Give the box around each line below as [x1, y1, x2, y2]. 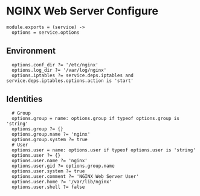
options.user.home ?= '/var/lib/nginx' [11, 179, 112, 185]
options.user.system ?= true [11, 168, 85, 174]
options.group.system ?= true [11, 136, 88, 142]
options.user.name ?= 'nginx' [11, 157, 88, 163]
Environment [6, 46, 56, 56]
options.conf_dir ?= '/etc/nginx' [11, 62, 98, 68]
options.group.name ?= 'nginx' [11, 131, 91, 137]
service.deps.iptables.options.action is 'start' [6, 77, 134, 84]
